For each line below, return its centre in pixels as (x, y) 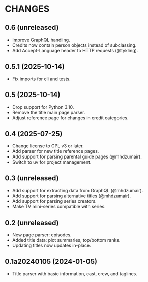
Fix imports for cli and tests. (41, 79)
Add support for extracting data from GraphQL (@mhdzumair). (78, 191)
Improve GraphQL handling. (41, 40)
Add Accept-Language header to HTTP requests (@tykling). (75, 51)
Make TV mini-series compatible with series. (59, 207)
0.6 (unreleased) (32, 28)
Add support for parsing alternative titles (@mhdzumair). (71, 196)
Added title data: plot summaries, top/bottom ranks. (66, 240)
